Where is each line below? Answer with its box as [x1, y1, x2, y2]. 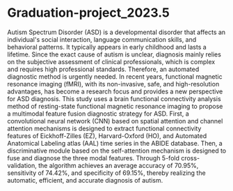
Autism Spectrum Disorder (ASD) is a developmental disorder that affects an [7, 28, 226, 36]
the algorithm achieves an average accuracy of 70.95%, [38, 161, 199, 169]
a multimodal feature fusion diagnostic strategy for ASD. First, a [7, 109, 189, 118]
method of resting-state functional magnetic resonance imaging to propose [7, 102, 223, 110]
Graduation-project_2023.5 [7, 5, 170, 21]
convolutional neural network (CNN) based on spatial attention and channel [7, 116, 223, 125]
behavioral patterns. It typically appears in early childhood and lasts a [7, 43, 207, 51]
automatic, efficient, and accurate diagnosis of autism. [7, 176, 163, 184]
